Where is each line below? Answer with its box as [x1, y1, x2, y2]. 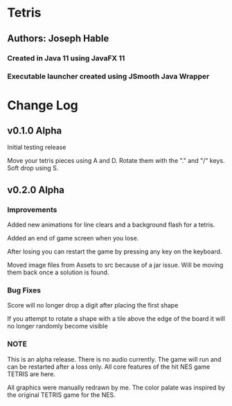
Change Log [7, 97, 78, 113]
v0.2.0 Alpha [7, 184, 64, 195]
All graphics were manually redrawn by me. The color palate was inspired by [7, 383, 226, 391]
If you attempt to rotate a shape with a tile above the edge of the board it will [7, 315, 225, 323]
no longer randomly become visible [7, 322, 109, 330]
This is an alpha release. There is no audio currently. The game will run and [7, 355, 222, 363]
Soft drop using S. [7, 164, 59, 173]
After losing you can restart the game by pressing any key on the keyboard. [7, 247, 222, 256]
